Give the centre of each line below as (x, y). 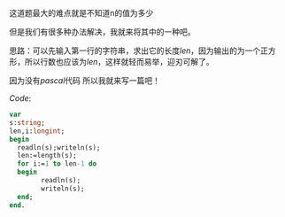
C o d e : (20, 98)
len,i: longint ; (37, 131)
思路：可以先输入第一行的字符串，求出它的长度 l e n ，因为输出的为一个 (135, 50)
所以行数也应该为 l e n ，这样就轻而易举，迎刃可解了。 (119, 62)
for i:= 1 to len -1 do (57, 164)
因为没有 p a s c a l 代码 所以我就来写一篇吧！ (85, 81)
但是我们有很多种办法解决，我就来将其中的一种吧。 (102, 32)
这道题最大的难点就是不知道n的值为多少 (81, 13)
